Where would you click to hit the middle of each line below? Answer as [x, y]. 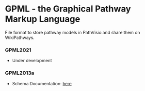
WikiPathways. [20, 38]
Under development [32, 61]
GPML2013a [20, 73]
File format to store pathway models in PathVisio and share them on [72, 32]
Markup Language [43, 19]
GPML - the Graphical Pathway [68, 9]
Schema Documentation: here [42, 83]
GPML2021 [18, 50]
